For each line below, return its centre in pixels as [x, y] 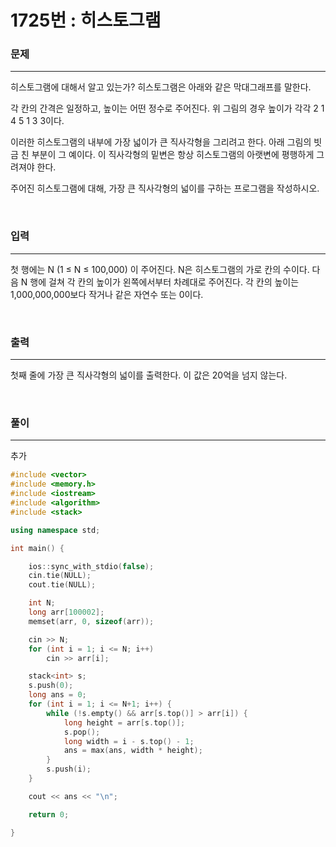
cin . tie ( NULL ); [60, 576]
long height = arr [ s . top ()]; [124, 722]
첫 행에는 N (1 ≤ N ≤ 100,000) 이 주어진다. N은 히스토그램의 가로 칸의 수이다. [160, 269]
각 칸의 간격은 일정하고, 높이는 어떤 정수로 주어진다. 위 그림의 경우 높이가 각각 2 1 [167, 108]
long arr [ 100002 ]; [66, 612]
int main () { [37, 548]
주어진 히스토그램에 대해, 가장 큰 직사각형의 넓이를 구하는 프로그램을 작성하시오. [165, 188]
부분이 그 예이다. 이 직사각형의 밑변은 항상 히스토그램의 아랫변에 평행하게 [173, 155]
